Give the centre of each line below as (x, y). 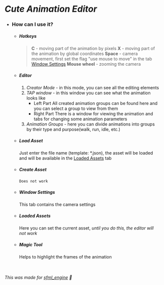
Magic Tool (31, 244)
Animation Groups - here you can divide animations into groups (91, 124)
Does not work (33, 181)
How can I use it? (32, 25)
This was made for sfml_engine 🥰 (38, 278)
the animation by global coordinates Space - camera (84, 54)
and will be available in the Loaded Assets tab (65, 158)
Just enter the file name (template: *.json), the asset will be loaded (86, 153)
